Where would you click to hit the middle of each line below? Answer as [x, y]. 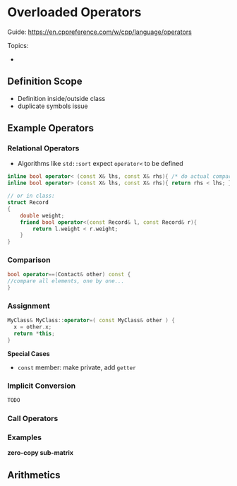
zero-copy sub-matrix [41, 453]
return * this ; [34, 334]
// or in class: [31, 196]
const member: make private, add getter [77, 367]
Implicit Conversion [42, 386]
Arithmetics [34, 475]
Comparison [29, 260]
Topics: [18, 45]
